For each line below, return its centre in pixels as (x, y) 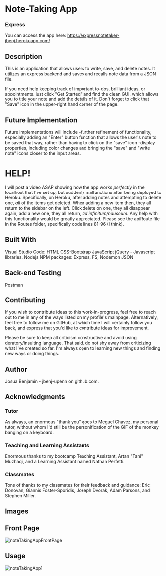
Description (24, 56)
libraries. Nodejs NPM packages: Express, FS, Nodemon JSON (69, 257)
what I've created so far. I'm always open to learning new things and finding (83, 348)
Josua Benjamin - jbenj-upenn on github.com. (52, 381)
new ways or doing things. (32, 354)
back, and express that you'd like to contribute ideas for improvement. (77, 328)
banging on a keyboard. (29, 432)
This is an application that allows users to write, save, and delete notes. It (80, 69)
